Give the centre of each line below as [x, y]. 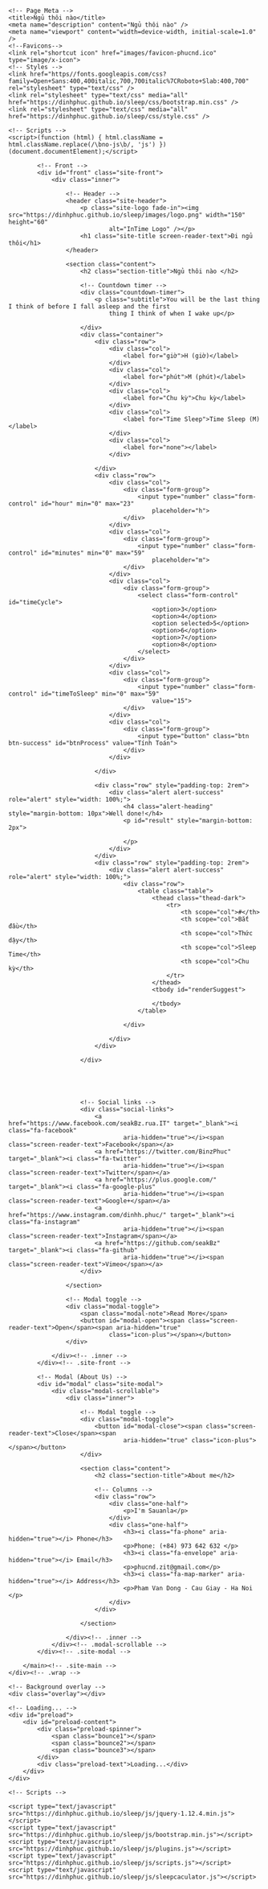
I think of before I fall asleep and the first [89, 307]
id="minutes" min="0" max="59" [93, 553]
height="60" [28, 222]
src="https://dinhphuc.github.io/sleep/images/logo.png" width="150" [127, 215]
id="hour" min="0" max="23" [87, 504]
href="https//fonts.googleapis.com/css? [98, 74]
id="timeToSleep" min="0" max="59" [100, 694]
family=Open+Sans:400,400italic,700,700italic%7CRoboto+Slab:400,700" [129, 81]
